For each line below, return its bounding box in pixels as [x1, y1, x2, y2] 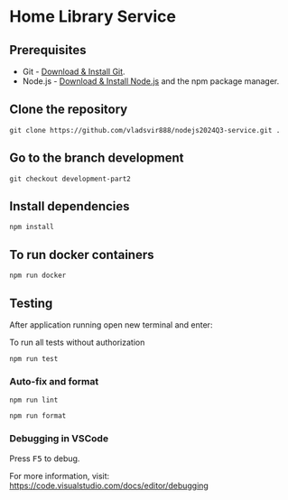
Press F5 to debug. [9, 453, 80, 464]
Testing [9, 295, 53, 310]
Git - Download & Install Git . [22, 66, 125, 77]
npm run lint [9, 395, 59, 405]
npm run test [9, 355, 59, 364]
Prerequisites [9, 42, 87, 58]
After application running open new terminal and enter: [9, 319, 213, 330]
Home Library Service [9, 6, 177, 27]
